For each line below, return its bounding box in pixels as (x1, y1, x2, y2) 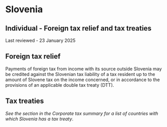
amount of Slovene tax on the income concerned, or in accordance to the (5, 77, 160, 83)
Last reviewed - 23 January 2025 (5, 37, 76, 43)
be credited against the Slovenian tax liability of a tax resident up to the (5, 71, 155, 77)
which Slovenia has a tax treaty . (5, 116, 74, 122)
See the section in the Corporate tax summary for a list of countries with (5, 110, 159, 116)
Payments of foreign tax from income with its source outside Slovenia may (5, 65, 162, 72)
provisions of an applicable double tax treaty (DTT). (5, 82, 114, 88)
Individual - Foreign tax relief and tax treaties (5, 24, 152, 33)
